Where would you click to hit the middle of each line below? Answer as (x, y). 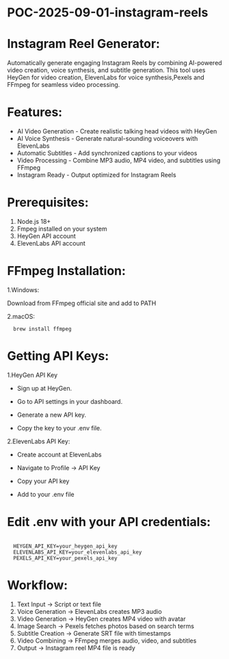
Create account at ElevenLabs (59, 454)
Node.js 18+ (34, 221)
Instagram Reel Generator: (84, 44)
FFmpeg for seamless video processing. (64, 85)
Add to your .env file (45, 494)
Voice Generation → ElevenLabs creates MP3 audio (89, 611)
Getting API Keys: (58, 356)
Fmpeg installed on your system (62, 229)
